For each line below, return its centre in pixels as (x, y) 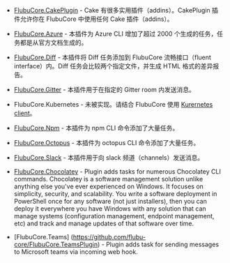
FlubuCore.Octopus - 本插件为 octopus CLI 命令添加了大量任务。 (107, 143)
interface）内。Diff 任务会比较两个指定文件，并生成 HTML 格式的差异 (113, 66)
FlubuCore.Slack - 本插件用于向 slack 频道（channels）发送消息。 (109, 158)
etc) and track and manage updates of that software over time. (104, 223)
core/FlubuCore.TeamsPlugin (56, 244)
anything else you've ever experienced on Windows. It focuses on (109, 186)
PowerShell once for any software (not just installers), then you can (110, 201)
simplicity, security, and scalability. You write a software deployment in (115, 194)
